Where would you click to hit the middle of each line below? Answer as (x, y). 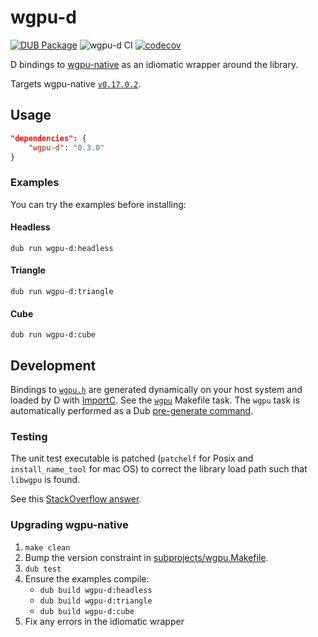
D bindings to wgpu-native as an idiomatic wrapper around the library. (154, 64)
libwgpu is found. (45, 480)
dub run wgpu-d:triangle (62, 292)
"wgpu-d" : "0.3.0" (66, 147)
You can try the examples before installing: (98, 204)
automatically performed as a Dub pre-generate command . (132, 411)
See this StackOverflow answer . (76, 499)
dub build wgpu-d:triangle (96, 601)
